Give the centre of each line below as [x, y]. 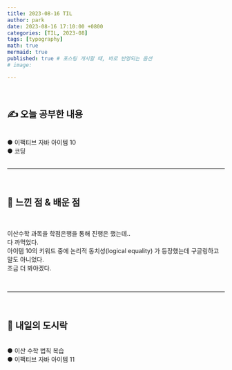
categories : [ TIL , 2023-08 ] [48, 33]
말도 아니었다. [26, 259]
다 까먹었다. [23, 242]
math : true [23, 46]
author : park [26, 20]
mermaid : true [28, 53]
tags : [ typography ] [35, 39]
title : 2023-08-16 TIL [40, 13]
